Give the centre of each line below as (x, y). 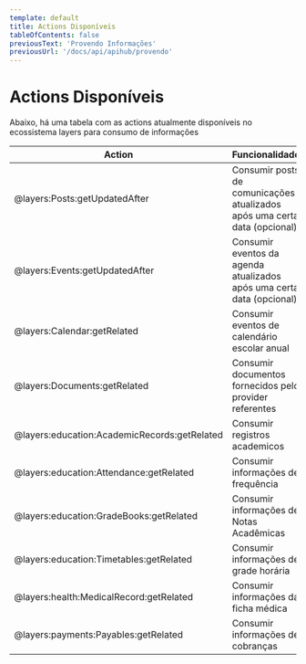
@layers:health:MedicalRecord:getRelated (104, 597)
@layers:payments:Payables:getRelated (99, 635)
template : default (44, 18)
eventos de (255, 325)
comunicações (264, 193)
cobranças (255, 647)
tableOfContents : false (55, 35)
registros (251, 435)
